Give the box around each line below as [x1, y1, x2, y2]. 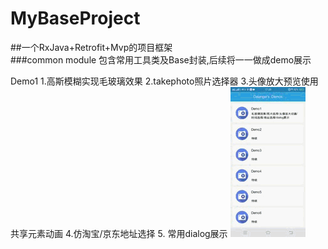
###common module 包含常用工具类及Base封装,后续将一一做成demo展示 [10, 53, 312, 66]
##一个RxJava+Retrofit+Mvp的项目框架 [10, 41, 173, 53]
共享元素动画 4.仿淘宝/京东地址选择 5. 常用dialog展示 [10, 227, 228, 239]
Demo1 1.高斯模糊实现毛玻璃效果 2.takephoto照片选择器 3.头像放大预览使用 [10, 75, 319, 87]
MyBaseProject [10, 7, 141, 30]
